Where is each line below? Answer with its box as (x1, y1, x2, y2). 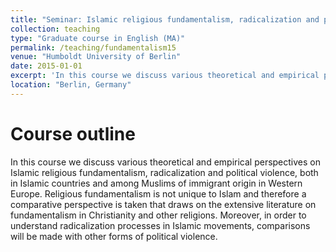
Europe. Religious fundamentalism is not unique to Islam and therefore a (10, 187, 307, 200)
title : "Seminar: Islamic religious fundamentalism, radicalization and (10, 14, 320, 25)
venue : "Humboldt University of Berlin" (10, 52, 182, 62)
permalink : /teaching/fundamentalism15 (10, 42, 177, 53)
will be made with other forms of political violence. (10, 230, 218, 242)
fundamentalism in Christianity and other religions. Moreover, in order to (10, 209, 307, 221)
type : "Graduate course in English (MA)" (10, 33, 186, 43)
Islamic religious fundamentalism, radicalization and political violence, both (10, 166, 319, 178)
